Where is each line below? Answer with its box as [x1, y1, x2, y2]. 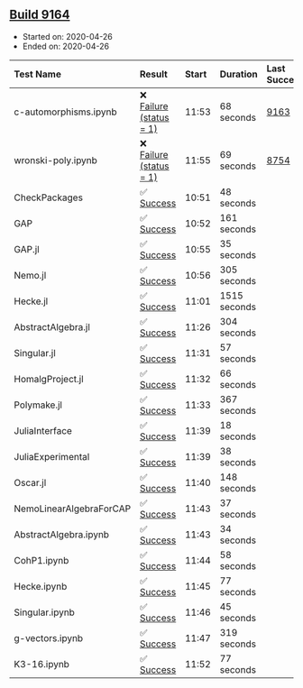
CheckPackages [14, 191, 84, 204]
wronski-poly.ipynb [14, 153, 97, 166]
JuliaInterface [14, 424, 72, 436]
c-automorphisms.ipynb [14, 105, 117, 118]
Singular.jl [14, 346, 56, 359]
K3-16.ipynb [14, 657, 70, 670]
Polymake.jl [14, 399, 63, 411]
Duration [219, 68, 259, 80]
